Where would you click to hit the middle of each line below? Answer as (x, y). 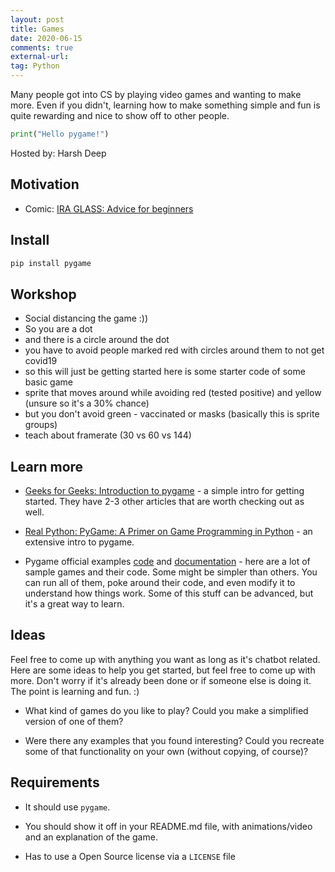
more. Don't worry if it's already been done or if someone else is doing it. (161, 680)
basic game (48, 382)
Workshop (43, 294)
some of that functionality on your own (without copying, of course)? (166, 751)
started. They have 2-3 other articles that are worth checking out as (164, 501)
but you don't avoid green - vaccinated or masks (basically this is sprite (172, 414)
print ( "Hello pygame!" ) (60, 134)
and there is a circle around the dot (97, 340)
